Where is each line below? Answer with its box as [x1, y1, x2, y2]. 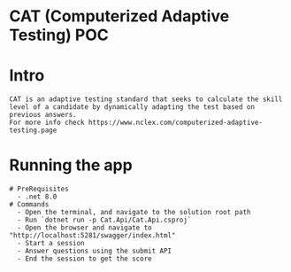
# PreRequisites [9, 184, 69, 194]
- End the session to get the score [17, 254, 152, 263]
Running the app [9, 155, 133, 175]
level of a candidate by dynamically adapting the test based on [9, 103, 255, 112]
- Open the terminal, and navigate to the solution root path [17, 208, 251, 217]
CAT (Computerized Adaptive [9, 6, 230, 27]
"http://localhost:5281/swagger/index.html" [9, 231, 176, 240]
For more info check [9, 118, 86, 128]
